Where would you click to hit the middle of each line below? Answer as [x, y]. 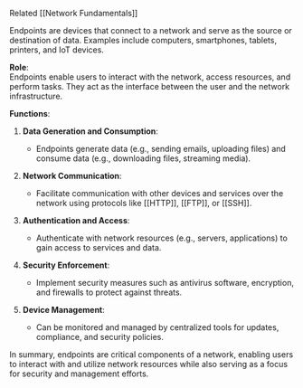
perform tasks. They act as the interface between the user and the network [150, 86]
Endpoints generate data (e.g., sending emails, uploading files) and [161, 149]
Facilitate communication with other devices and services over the [160, 193]
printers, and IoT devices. [57, 50]
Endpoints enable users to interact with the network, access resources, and [150, 77]
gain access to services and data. [99, 247]
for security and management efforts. [79, 374]
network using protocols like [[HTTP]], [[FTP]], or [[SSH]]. [144, 203]
